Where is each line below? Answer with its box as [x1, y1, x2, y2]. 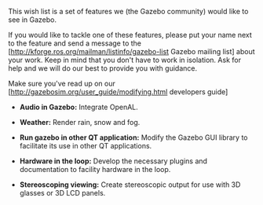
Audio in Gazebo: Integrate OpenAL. [19, 102, 139, 112]
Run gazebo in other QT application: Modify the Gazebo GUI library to [19, 133, 248, 142]
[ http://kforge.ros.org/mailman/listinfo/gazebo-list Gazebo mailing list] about [8, 47, 255, 56]
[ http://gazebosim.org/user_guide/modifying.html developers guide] [8, 87, 228, 97]
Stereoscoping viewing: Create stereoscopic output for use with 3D [19, 180, 241, 189]
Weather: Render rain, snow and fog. [19, 118, 141, 126]
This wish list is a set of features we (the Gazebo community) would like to [8, 7, 249, 16]
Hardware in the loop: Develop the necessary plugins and [19, 156, 208, 166]
